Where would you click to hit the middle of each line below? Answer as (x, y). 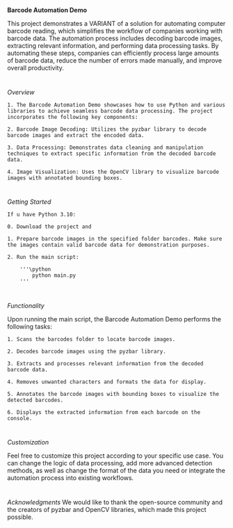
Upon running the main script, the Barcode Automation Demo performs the (114, 319)
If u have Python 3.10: (42, 215)
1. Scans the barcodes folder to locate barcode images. (91, 339)
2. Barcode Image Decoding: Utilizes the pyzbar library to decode (107, 129)
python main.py (54, 275)
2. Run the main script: (43, 257)
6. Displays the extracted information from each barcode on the (104, 412)
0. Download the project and (49, 227)
